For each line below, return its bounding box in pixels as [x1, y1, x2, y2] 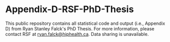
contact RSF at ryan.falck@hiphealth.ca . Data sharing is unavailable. [5, 31, 149, 37]
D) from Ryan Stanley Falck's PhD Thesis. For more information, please [5, 25, 155, 31]
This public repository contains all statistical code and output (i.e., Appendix [5, 20, 165, 26]
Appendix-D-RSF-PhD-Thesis [5, 4, 134, 15]
